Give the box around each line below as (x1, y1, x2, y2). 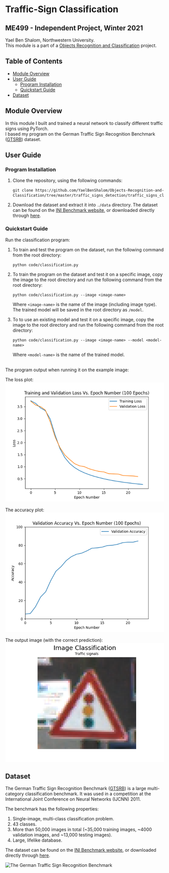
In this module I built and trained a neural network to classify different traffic (5, 120, 163, 126)
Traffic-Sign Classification (5, 4, 119, 15)
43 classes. (12, 821, 37, 827)
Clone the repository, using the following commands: (12, 178, 123, 184)
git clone (12, 188, 34, 193)
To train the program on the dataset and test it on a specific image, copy (12, 271, 163, 277)
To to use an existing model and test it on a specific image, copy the (12, 316, 154, 322)
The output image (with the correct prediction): (5, 637, 103, 643)
